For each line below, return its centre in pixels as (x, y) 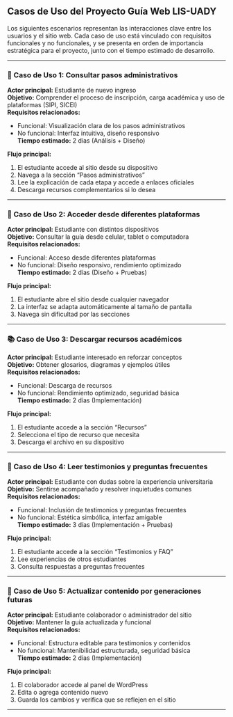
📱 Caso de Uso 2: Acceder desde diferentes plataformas (104, 214)
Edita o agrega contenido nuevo (63, 693)
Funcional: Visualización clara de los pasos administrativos (101, 126)
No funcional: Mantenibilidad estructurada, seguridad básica (104, 651)
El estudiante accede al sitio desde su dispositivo (87, 168)
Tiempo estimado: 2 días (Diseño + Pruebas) (82, 273)
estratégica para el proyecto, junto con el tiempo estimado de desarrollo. (111, 50)
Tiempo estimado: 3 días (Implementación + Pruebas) (95, 525)
